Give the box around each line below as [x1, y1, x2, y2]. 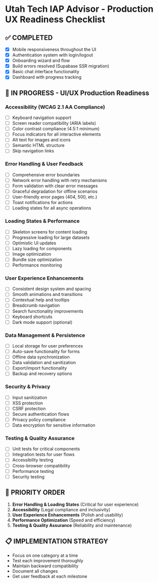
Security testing [12, 473, 45, 480]
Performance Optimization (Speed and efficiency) [12, 517, 116, 523]
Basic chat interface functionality [12, 69, 80, 75]
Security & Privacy [5, 383, 51, 390]
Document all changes [12, 568, 58, 574]
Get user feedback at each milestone [12, 574, 88, 580]
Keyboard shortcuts [12, 314, 53, 320]
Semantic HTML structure [12, 143, 65, 148]
